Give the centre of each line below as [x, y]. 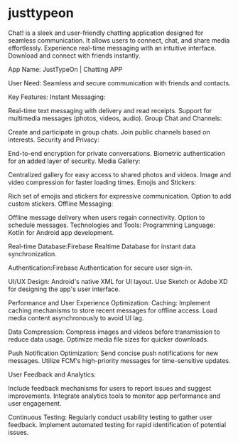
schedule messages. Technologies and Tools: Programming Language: [112, 225]
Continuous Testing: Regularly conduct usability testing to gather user [110, 417]
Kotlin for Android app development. [61, 232]
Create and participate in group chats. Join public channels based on [109, 132]
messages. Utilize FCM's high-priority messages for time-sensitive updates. [119, 360]
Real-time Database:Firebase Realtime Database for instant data [102, 246]
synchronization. [33, 253]
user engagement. [35, 403]
